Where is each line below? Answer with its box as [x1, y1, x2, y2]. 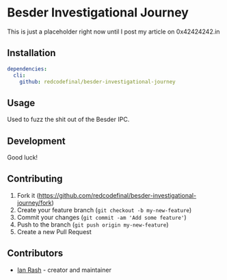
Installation [7, 47, 56, 59]
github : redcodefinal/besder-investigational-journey [19, 78, 176, 85]
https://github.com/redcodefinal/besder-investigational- [38, 191, 197, 199]
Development [7, 135, 66, 147]
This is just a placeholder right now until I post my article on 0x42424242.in [7, 27, 220, 36]
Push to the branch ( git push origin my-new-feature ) [16, 220, 169, 229]
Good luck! [7, 153, 38, 162]
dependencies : [7, 65, 48, 73]
